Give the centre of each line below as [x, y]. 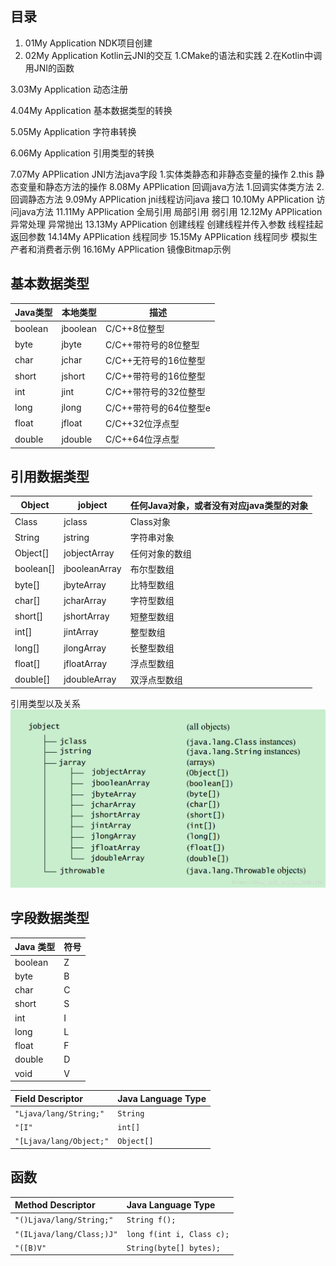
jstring [76, 537]
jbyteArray [85, 584]
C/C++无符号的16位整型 [155, 360]
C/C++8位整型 [135, 329]
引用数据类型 [50, 477]
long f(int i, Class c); [178, 1234]
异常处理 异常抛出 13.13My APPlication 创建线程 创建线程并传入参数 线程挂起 [167, 224]
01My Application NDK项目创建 [88, 43]
